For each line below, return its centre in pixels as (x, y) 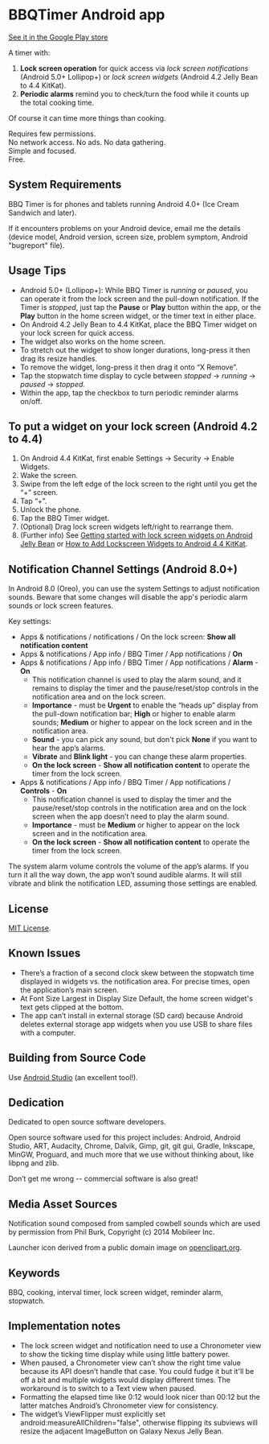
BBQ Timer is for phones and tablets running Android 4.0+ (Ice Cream (124, 204)
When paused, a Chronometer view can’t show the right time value (130, 1363)
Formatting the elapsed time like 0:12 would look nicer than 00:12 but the (140, 1397)
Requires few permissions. (52, 134)
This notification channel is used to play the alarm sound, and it (137, 680)
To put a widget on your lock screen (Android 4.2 (133, 426)
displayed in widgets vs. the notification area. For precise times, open (135, 981)
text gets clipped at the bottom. (72, 1007)
